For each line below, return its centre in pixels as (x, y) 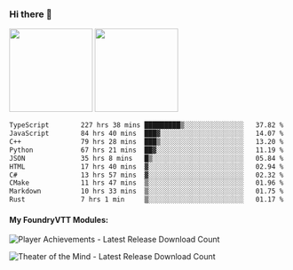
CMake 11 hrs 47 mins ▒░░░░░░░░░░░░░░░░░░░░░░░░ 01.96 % (146, 183)
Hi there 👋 (31, 14)
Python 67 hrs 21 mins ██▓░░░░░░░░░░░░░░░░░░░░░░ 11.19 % (146, 150)
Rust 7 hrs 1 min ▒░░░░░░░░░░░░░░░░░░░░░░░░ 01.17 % (146, 200)
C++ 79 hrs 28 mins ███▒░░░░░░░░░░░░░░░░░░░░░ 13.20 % (146, 142)
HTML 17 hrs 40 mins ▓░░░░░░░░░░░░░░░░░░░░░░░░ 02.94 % (146, 167)
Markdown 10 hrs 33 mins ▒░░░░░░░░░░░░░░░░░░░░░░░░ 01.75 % (146, 191)
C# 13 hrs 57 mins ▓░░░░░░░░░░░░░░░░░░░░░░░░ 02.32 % (146, 175)
